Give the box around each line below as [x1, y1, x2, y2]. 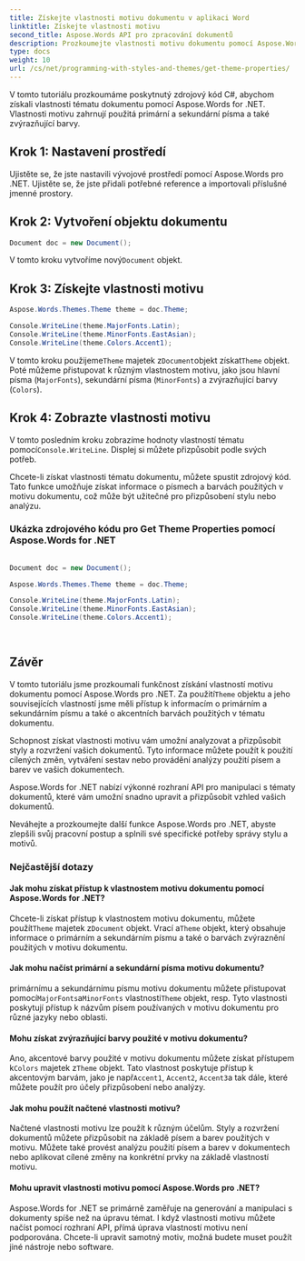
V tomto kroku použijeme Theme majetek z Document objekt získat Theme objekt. [9, 355, 290, 365]
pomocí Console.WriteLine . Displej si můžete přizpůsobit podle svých [9, 444, 267, 455]
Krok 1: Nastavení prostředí [9, 145, 166, 160]
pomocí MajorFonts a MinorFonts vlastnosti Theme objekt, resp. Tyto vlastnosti [9, 993, 288, 1004]
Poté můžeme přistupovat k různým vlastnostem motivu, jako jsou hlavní [9, 365, 280, 375]
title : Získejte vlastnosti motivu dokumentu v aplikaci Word [9, 13, 250, 23]
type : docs [9, 47, 51, 56]
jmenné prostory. [9, 187, 74, 198]
